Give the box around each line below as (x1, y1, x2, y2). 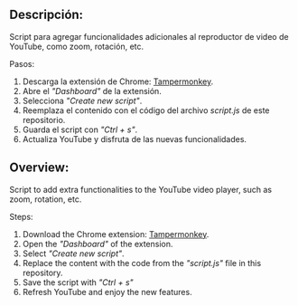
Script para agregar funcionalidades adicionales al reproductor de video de (9, 31, 289, 42)
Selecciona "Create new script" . (22, 95, 143, 106)
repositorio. (22, 114, 66, 125)
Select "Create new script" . (22, 248, 125, 259)
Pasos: (9, 58, 35, 69)
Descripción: (9, 7, 84, 23)
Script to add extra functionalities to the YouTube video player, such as (9, 184, 273, 195)
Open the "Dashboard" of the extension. (22, 238, 173, 249)
